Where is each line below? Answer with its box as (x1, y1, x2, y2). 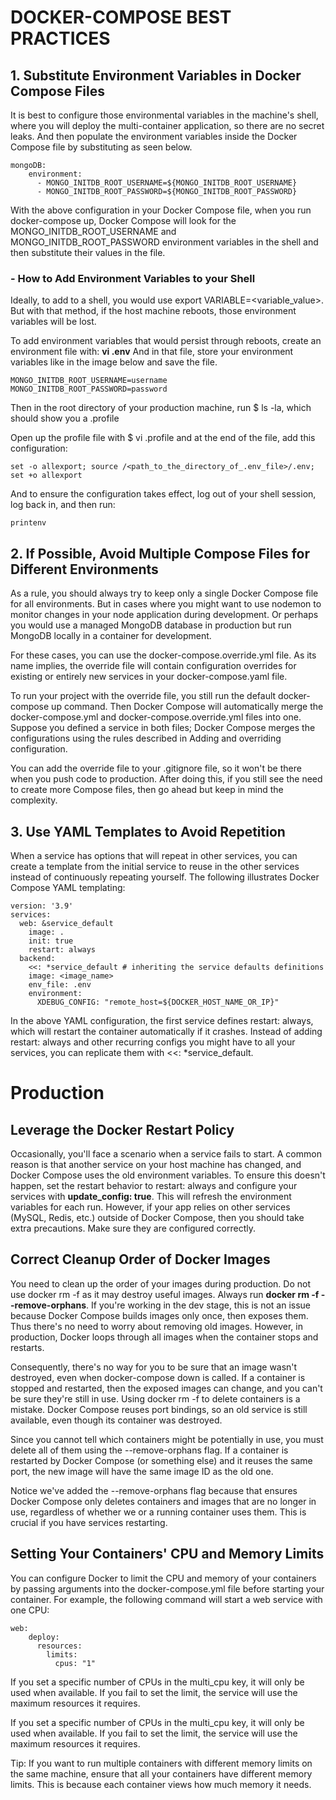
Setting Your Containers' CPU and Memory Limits (10, 1546, 325, 1563)
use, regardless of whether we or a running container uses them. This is (10, 1506, 307, 1518)
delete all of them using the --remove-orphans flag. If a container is (10, 1444, 289, 1456)
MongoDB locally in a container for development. (10, 630, 212, 642)
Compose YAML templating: (10, 881, 126, 893)
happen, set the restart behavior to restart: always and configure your (10, 1179, 298, 1191)
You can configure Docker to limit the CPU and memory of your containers (10, 1572, 317, 1584)
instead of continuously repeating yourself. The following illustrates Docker (10, 871, 320, 883)
